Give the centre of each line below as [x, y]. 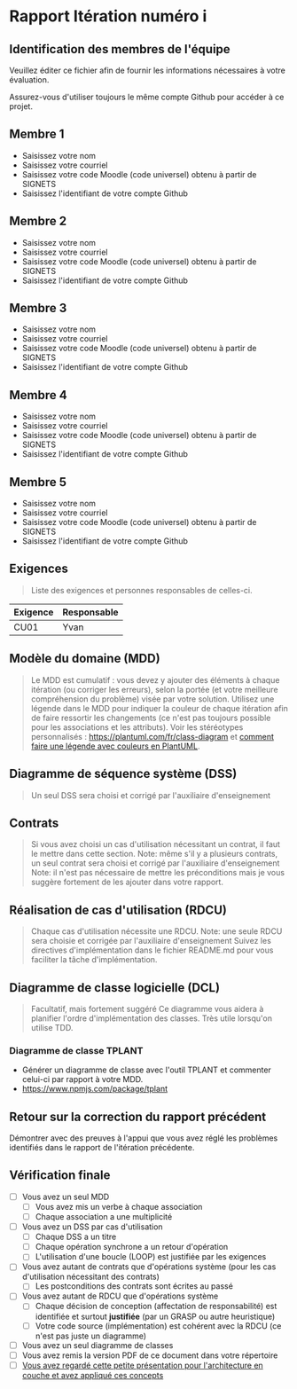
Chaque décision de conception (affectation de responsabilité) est [156, 1307]
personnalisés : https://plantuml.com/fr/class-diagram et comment [152, 736]
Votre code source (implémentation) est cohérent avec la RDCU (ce [158, 1326]
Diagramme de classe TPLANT [76, 1050]
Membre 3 [38, 308]
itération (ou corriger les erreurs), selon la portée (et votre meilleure [154, 689]
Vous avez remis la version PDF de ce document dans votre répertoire [150, 1355]
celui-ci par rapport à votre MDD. [82, 1079]
